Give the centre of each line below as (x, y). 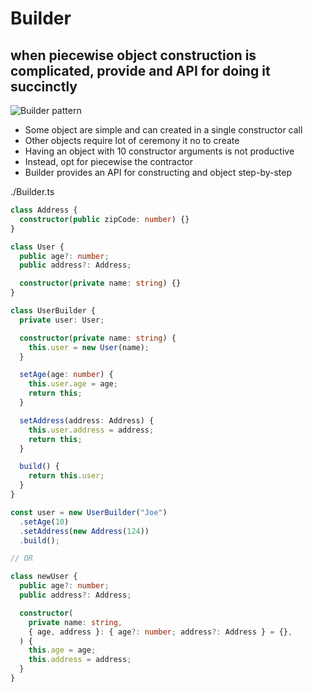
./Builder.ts (32, 191)
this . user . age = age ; (73, 384)
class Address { (44, 210)
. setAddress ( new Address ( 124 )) (84, 531)
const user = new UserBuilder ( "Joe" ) (89, 512)
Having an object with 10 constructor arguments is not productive (159, 151)
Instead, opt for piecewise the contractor (109, 161)
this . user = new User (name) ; (89, 347)
